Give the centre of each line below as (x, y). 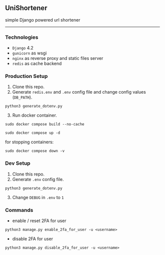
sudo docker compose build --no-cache (45, 125)
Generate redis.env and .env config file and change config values (79, 92)
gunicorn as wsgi (29, 53)
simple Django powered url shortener (43, 20)
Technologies (22, 37)
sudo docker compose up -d (33, 133)
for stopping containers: (29, 142)
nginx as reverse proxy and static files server (58, 58)
